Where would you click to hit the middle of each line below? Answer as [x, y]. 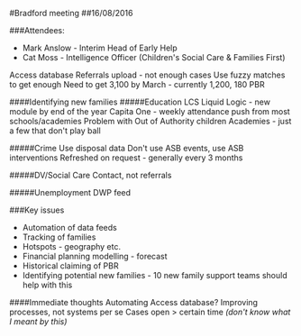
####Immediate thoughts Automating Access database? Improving [134, 302]
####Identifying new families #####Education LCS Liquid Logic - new [140, 102]
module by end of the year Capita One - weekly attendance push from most [150, 111]
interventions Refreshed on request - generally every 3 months [126, 158]
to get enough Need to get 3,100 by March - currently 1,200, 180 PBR [137, 84]
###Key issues [37, 210]
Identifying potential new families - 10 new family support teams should [155, 275]
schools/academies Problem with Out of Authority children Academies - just [150, 121]
